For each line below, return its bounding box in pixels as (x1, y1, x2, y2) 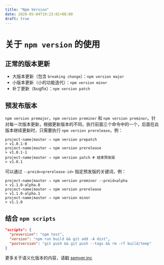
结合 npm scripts (5, 214, 56, 223)
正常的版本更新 (5, 60, 50, 68)
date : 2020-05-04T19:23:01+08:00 (5, 12, 73, 17)
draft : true (5, 16, 29, 21)
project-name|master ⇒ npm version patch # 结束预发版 (5, 155, 116, 160)
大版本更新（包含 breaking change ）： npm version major (12, 74, 124, 80)
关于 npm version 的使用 (5, 39, 100, 50)
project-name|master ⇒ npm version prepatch (5, 137, 97, 142)
